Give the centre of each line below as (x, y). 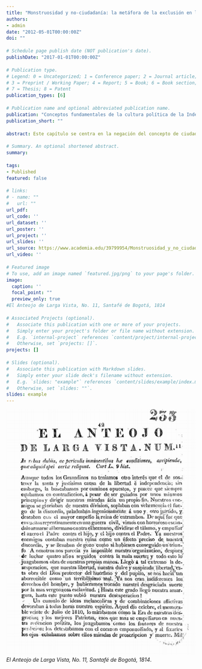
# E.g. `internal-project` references (58, 337)
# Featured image (28, 267)
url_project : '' (26, 235)
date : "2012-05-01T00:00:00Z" (44, 32)
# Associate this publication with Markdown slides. (76, 369)
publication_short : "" (35, 121)
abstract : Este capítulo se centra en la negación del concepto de (93, 134)
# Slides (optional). (33, 363)
